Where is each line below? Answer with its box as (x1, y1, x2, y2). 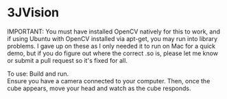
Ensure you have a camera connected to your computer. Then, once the (7, 76, 211, 85)
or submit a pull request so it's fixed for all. (7, 56, 128, 64)
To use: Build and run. (7, 70, 69, 78)
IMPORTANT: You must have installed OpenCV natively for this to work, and (7, 27, 221, 36)
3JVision (7, 5, 60, 20)
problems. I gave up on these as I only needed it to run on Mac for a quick (7, 42, 216, 50)
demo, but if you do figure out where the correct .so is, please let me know (7, 49, 218, 57)
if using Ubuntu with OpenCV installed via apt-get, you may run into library (7, 34, 218, 42)
